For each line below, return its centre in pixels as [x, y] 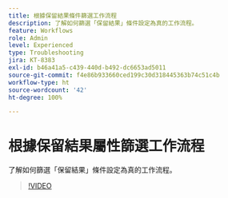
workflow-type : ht [39, 82]
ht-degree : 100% [35, 97]
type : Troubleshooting [46, 53]
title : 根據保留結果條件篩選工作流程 [63, 16]
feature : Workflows [41, 30]
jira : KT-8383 [32, 61]
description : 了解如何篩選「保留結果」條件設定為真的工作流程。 [103, 23]
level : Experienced [41, 46]
